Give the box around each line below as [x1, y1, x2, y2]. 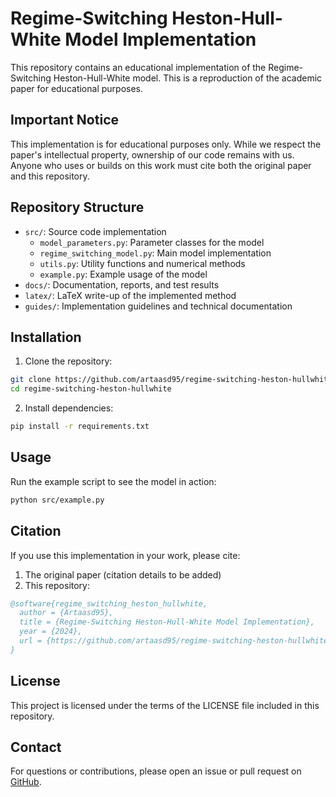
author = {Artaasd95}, [19, 608, 114, 618]
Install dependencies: [24, 402, 114, 414]
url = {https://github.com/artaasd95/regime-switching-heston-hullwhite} [19, 636, 333, 646]
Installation [10, 328, 82, 346]
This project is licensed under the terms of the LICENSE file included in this [10, 699, 320, 711]
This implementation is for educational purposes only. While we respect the [10, 138, 322, 150]
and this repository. [10, 170, 90, 182]
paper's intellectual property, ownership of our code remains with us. [10, 148, 295, 161]
